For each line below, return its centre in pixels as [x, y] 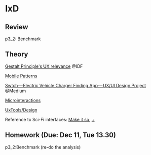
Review [17, 27]
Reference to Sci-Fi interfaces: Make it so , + [50, 119]
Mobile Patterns [21, 76]
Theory [17, 54]
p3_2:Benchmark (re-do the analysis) [43, 147]
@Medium [16, 91]
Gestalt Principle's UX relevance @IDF [44, 66]
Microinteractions [23, 100]
